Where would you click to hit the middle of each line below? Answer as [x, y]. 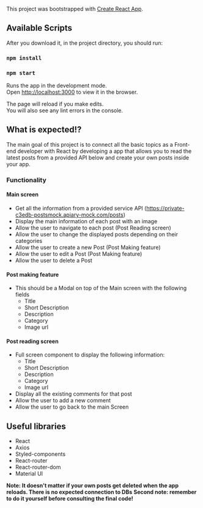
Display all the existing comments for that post [74, 394]
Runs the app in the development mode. [57, 86]
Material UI [29, 474]
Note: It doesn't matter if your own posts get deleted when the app [93, 486]
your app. [18, 164]
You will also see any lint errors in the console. [65, 110]
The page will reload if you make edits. [55, 104]
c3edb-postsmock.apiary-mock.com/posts [69, 215]
